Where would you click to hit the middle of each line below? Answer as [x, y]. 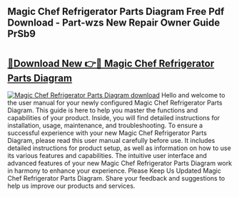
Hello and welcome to [193, 95]
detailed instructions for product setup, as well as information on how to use [119, 148]
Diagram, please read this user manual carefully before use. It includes [111, 140]
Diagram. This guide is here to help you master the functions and [103, 110]
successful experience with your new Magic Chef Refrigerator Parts [107, 133]
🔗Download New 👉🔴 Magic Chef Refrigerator [111, 63]
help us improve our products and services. [71, 186]
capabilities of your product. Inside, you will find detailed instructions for [114, 118]
